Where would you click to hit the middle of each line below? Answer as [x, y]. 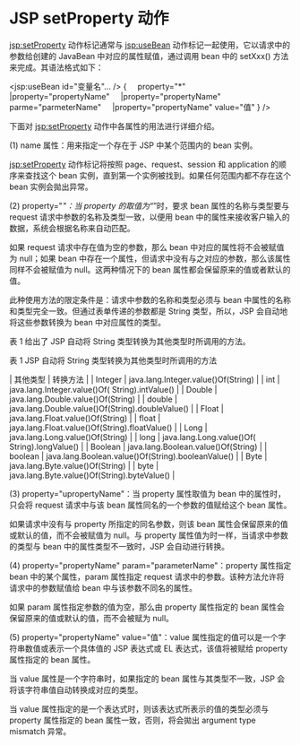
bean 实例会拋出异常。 [51, 186]
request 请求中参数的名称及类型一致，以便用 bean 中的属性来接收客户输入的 [150, 217]
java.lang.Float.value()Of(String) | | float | [85, 418]
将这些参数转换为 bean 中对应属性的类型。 [87, 322]
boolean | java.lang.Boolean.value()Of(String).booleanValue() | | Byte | [138, 456]
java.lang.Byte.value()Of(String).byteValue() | [92, 475]
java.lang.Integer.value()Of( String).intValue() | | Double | [113, 389]
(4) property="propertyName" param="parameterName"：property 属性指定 [150, 565]
